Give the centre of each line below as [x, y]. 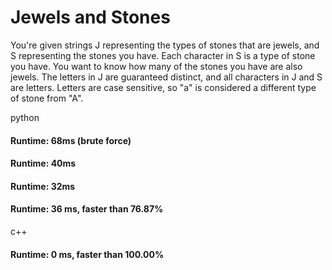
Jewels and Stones [90, 17]
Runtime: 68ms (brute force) [71, 140]
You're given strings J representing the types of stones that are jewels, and [165, 45]
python [25, 117]
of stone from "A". [47, 98]
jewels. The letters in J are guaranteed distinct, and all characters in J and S [166, 77]
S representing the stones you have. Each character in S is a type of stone [163, 55]
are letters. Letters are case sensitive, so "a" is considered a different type [163, 87]
